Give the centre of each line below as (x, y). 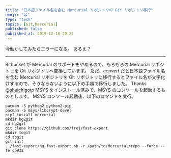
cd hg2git (16, 124)
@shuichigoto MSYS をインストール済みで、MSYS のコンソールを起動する (83, 90)
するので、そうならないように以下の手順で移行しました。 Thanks (78, 84)
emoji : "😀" (18, 15)
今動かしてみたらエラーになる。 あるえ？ (48, 49)
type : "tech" (19, 19)
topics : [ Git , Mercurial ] (32, 24)
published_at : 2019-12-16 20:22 (39, 34)
